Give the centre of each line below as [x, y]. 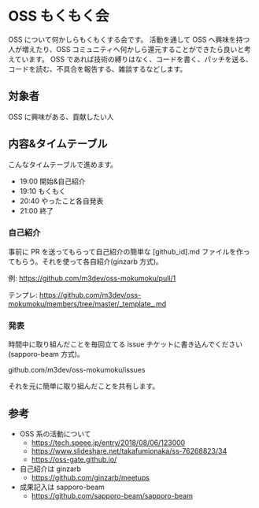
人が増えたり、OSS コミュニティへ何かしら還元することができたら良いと [126, 49]
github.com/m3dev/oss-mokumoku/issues [77, 370]
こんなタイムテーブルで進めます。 [63, 164]
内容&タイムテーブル [58, 144]
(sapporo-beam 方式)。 [46, 354]
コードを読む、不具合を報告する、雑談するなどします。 [98, 69]
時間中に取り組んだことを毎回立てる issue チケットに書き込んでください [125, 344]
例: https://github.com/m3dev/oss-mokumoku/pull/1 [92, 278]
